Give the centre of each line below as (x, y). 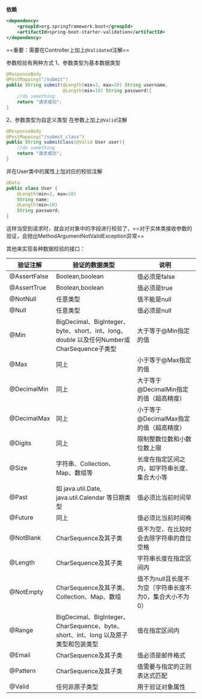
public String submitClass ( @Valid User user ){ (66, 142)
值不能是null (155, 299)
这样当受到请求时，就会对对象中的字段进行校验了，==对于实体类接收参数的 (99, 228)
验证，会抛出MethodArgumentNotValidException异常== (75, 236)
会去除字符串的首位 (164, 538)
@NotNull (23, 299)
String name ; (33, 200)
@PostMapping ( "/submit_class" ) (45, 137)
